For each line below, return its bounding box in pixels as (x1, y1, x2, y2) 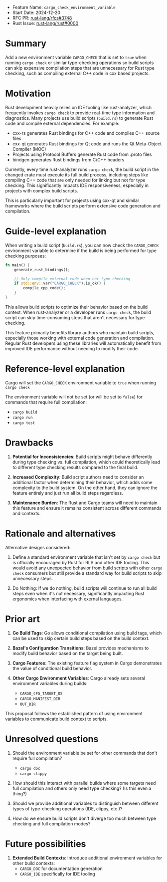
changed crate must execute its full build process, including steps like (5, 171, 149, 177)
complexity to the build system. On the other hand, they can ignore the (12, 485, 158, 491)
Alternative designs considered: (5, 544, 71, 550)
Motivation (5, 88, 51, 99)
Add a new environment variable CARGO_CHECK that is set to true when (5, 54, 147, 60)
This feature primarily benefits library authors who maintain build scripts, (5, 329, 155, 335)
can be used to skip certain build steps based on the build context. (12, 635, 150, 641)
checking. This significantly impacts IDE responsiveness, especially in (5, 182, 149, 188)
